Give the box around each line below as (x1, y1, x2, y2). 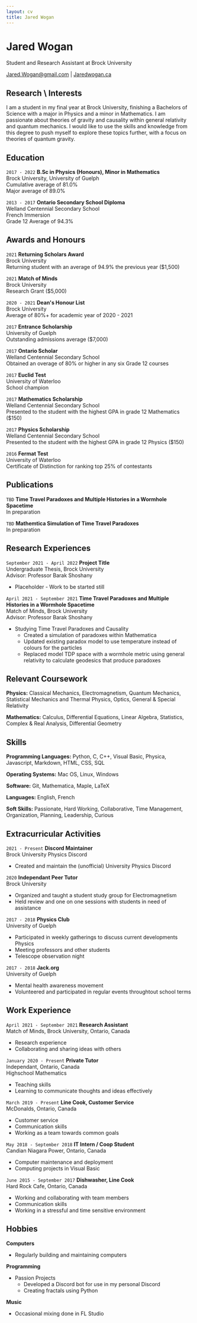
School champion (6, 384, 49, 391)
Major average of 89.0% (6, 188, 66, 195)
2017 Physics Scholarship (6, 426, 70, 433)
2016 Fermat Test (6, 450, 49, 457)
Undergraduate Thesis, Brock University (6, 565, 104, 572)
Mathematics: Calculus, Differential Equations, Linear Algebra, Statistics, (6, 714, 185, 721)
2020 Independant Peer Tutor (6, 873, 78, 881)
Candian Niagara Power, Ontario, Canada (6, 1147, 106, 1154)
